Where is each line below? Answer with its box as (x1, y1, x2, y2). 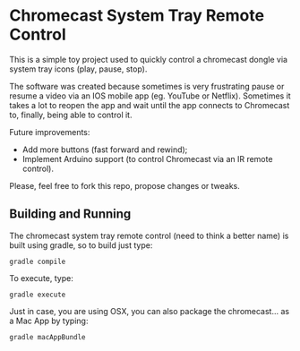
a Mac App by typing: (9, 315, 89, 326)
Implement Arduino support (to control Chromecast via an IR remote (21, 153, 273, 164)
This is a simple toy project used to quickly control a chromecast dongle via (9, 54, 288, 64)
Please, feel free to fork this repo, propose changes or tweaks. (9, 180, 240, 191)
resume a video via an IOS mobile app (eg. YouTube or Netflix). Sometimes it (9, 90, 291, 101)
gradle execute (9, 290, 66, 299)
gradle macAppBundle (9, 332, 87, 341)
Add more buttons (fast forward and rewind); (21, 144, 188, 155)
